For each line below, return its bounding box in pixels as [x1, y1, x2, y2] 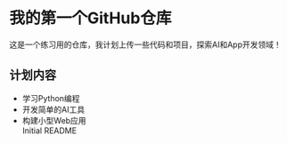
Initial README [21, 125, 78, 136]
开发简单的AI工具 [21, 104, 86, 115]
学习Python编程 [21, 92, 80, 103]
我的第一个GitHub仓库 [9, 8, 172, 28]
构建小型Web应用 [21, 115, 86, 125]
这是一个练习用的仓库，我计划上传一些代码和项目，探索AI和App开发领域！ [9, 39, 283, 50]
